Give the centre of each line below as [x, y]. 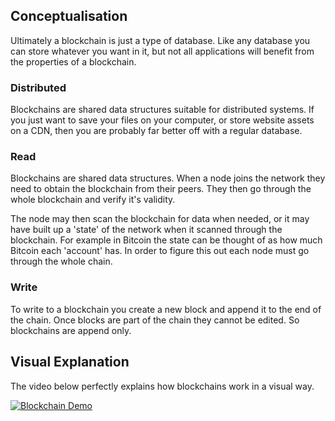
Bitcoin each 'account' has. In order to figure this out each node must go [160, 251]
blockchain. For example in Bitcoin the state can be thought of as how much [166, 240]
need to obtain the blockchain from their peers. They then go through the [161, 189]
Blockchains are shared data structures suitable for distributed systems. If [162, 110]
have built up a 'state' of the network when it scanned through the [146, 230]
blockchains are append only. [71, 330]
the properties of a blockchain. [73, 61]
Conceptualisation [69, 16]
